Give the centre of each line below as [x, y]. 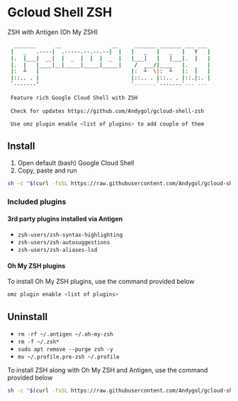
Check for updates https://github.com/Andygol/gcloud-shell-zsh [107, 111]
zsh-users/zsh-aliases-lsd [57, 250]
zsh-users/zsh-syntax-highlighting [70, 235]
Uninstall [28, 317]
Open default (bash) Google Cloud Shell [76, 163]
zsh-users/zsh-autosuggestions [64, 243]
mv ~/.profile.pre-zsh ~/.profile [68, 357]
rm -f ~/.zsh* [38, 342]
